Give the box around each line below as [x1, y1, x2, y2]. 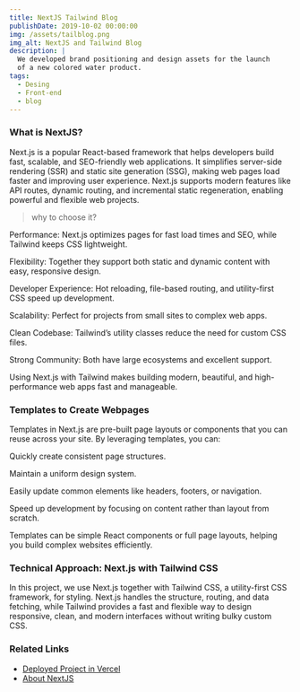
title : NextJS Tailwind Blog [9, 13, 118, 22]
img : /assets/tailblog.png [9, 30, 110, 39]
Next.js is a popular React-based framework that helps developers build [9, 146, 275, 157]
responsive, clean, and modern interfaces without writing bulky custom [9, 611, 272, 622]
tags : [9, 72, 30, 81]
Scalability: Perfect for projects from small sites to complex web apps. [9, 310, 268, 320]
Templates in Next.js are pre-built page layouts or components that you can [9, 424, 288, 434]
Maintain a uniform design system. [9, 468, 137, 478]
